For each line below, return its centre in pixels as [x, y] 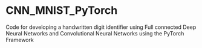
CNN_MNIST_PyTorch [62, 10]
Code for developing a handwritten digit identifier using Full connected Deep [101, 27]
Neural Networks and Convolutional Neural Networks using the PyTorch [95, 33]
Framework [20, 40]
